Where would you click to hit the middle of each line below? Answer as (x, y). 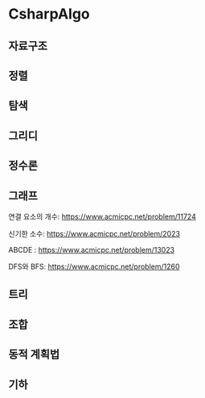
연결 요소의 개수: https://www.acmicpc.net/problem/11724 (102, 216)
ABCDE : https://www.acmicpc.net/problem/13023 (92, 249)
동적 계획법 (34, 355)
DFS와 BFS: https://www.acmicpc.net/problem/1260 (94, 266)
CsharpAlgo (49, 14)
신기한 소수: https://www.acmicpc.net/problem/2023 (94, 233)
